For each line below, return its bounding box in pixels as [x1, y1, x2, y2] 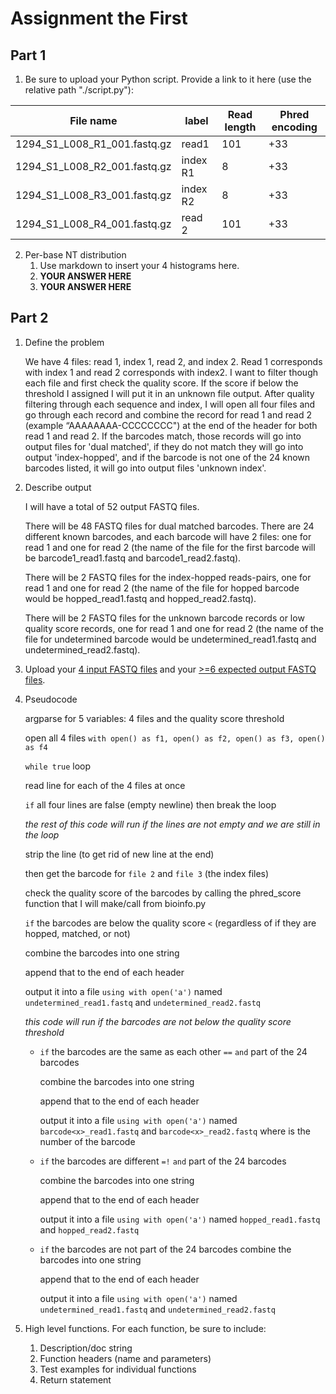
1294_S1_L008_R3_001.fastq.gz [15, 188, 172, 202]
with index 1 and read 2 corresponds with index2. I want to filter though [24, 366, 319, 378]
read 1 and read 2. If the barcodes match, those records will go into [24, 430, 302, 442]
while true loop [24, 760, 92, 772]
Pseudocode [24, 693, 78, 705]
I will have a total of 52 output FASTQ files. [24, 500, 200, 512]
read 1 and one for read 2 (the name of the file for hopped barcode [24, 582, 300, 594]
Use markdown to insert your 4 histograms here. [39, 260, 240, 271]
